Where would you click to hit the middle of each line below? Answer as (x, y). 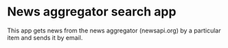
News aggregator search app (92, 12)
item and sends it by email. (45, 37)
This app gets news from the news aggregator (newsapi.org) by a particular (114, 30)
